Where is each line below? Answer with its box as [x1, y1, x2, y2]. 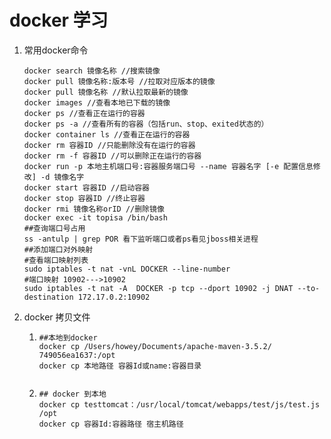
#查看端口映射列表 [23, 255, 89, 265]
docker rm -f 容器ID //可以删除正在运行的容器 [23, 151, 202, 161]
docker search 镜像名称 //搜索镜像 [23, 66, 161, 76]
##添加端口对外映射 [23, 244, 94, 255]
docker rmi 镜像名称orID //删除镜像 [23, 204, 165, 214]
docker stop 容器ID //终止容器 [23, 193, 146, 203]
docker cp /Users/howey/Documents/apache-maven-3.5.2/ [38, 341, 272, 351]
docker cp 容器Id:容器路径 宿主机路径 [38, 419, 184, 429]
